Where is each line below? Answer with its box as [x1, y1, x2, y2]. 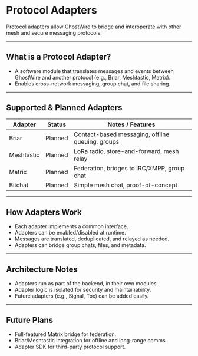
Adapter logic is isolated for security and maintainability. [14, 286, 151, 294]
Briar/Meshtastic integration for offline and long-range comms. [14, 337, 167, 344]
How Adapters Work [6, 207, 82, 217]
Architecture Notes [6, 264, 78, 274]
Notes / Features [107, 120, 156, 128]
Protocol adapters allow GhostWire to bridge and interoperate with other [6, 23, 181, 30]
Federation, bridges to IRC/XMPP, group [73, 164, 185, 172]
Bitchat [9, 181, 29, 189]
